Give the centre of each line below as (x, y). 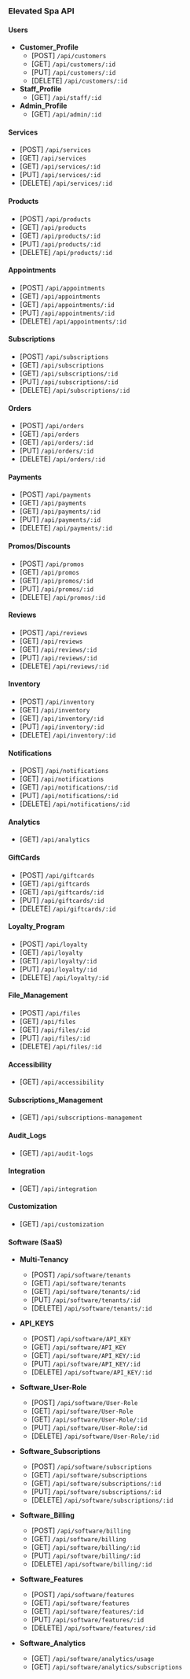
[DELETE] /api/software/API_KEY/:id (92, 1372)
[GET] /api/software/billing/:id (86, 1548)
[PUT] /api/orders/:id (57, 451)
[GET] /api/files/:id (55, 1030)
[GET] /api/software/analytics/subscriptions (107, 1667)
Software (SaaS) (35, 1242)
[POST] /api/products (55, 219)
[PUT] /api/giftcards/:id (62, 900)
